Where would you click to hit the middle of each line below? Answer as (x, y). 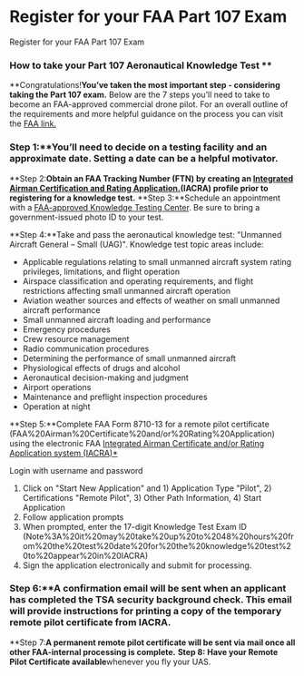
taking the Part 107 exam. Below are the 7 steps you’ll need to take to (140, 95)
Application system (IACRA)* (64, 453)
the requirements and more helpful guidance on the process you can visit (147, 114)
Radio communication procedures (86, 348)
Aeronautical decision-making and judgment (105, 377)
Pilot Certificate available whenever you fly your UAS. (110, 661)
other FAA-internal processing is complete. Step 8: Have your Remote (144, 652)
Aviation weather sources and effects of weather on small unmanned (151, 300)
